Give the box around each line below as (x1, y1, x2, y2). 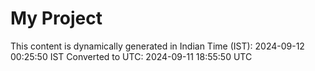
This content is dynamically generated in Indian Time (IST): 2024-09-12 (10, 40, 305, 52)
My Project (10, 7, 103, 30)
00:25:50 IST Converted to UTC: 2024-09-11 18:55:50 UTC (10, 50, 253, 62)
